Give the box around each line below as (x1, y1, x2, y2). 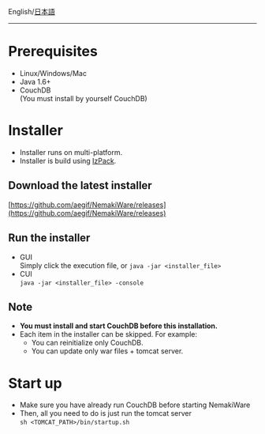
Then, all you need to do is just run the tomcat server (19, 409, 192, 418)
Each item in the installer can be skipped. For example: (19, 330, 198, 339)
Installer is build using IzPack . (19, 156, 117, 165)
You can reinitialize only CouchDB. (31, 338, 144, 348)
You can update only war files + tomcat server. (31, 346, 184, 356)
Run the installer (8, 232, 91, 245)
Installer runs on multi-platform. (19, 147, 123, 157)
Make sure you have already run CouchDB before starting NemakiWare (19, 400, 251, 409)
